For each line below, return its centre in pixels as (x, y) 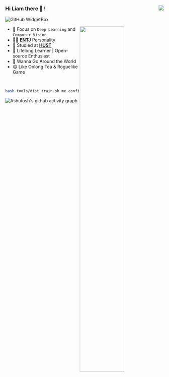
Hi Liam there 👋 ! (26, 9)
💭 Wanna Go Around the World (44, 61)
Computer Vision (29, 35)
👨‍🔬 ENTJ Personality (34, 40)
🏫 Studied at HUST (32, 45)
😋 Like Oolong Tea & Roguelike (45, 67)
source (20, 56)
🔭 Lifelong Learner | (33, 51)
